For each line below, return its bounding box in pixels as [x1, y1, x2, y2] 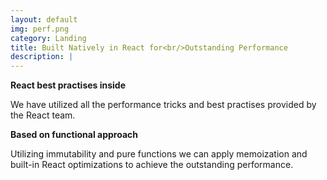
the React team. [10, 109, 76, 121]
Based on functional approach [10, 129, 138, 141]
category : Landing [10, 33, 87, 43]
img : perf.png [10, 24, 70, 34]
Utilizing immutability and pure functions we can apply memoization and [10, 148, 308, 160]
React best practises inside [10, 79, 127, 91]
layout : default [10, 14, 78, 25]
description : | [10, 52, 74, 62]
